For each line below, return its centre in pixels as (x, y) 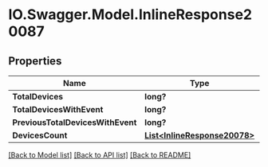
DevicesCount (40, 135)
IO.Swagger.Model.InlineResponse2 (130, 15)
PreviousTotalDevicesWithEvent (75, 122)
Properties (35, 61)
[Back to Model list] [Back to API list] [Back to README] (100, 155)
